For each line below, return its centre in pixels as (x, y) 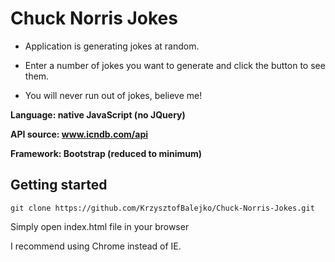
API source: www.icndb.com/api (79, 134)
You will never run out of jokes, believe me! (113, 95)
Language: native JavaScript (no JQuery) (98, 114)
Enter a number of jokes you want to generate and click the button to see (175, 65)
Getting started (59, 185)
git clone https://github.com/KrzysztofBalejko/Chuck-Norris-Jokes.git (162, 208)
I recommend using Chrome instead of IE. (96, 246)
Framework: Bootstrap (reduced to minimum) (106, 153)
